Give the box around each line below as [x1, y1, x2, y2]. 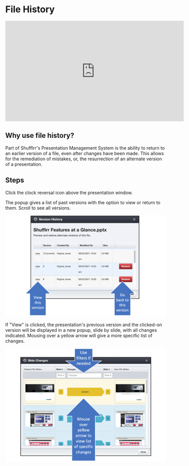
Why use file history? [5, 131, 74, 140]
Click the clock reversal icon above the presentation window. [5, 189, 133, 195]
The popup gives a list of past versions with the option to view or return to [5, 199, 160, 205]
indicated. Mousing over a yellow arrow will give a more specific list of [5, 332, 153, 338]
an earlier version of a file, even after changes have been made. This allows [5, 150, 164, 156]
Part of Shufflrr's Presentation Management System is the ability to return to [5, 144, 165, 151]
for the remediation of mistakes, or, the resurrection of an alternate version [5, 156, 162, 162]
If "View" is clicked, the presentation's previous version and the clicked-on [5, 322, 162, 328]
